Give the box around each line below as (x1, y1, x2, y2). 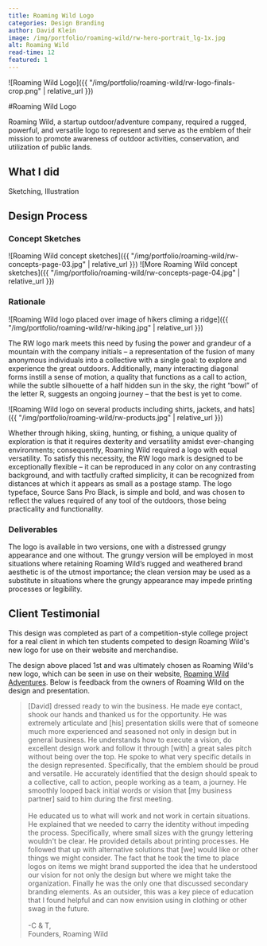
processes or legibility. (8, 584, 83, 593)
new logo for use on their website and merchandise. (8, 645, 179, 654)
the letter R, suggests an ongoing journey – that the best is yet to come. (8, 388, 242, 398)
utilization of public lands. (8, 142, 93, 152)
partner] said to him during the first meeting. (27, 793, 173, 803)
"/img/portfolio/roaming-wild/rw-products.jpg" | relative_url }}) (18, 412, 224, 422)
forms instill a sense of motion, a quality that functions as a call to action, (8, 372, 247, 381)
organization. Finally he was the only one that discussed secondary (27, 878, 249, 888)
